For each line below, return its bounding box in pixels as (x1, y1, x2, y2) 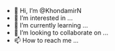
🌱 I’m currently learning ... (13, 21, 89, 29)
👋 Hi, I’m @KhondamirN (13, 7, 82, 14)
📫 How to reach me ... (13, 37, 79, 44)
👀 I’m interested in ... (13, 14, 73, 22)
